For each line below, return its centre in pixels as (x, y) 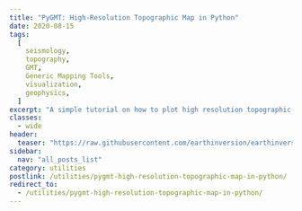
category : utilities (48, 168)
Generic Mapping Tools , (70, 76)
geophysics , (48, 92)
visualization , (54, 84)
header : (24, 135)
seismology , (48, 51)
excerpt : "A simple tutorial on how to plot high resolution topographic (151, 110)
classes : (26, 118)
